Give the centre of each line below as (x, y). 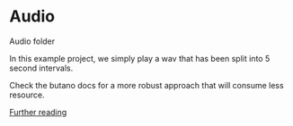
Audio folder (32, 41)
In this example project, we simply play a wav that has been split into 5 (140, 58)
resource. (27, 95)
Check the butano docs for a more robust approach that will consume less (147, 85)
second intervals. (41, 68)
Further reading (38, 112)
